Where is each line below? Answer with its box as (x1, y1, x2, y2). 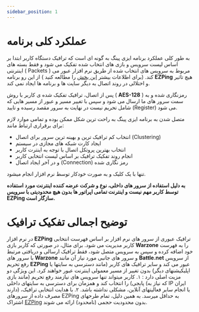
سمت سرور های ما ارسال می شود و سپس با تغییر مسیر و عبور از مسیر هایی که (7, 97, 184, 104)
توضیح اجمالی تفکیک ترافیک (7, 215, 128, 228)
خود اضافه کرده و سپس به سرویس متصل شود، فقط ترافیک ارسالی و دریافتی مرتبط (7, 248, 193, 255)
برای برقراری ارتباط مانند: (7, 122, 64, 129)
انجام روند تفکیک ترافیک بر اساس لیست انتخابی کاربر (15, 152, 133, 159)
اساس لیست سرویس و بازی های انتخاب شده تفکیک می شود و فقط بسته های (7, 60, 178, 67)
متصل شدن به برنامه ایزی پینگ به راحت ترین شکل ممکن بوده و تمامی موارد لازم (7, 115, 185, 122)
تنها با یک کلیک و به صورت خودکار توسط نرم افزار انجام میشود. (7, 170, 146, 177)
